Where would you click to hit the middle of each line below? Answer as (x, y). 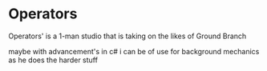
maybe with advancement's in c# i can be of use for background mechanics (134, 51)
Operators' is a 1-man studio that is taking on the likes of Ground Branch (127, 36)
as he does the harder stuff (53, 60)
